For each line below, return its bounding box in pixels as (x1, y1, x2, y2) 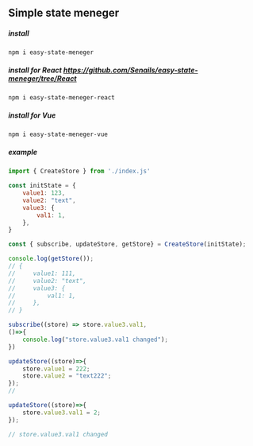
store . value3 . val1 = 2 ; (22, 409, 102, 417)
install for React (8, 65, 62, 75)
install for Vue (8, 111, 56, 120)
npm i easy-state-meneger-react (8, 94, 115, 102)
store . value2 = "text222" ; (22, 372, 112, 380)
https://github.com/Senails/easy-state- (63, 65, 198, 75)
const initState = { (8, 182, 77, 190)
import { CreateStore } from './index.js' (8, 167, 151, 176)
